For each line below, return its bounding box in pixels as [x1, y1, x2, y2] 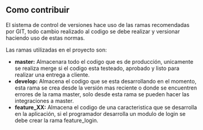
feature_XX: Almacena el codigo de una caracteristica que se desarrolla [14, 104, 197, 111]
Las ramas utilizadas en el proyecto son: [6, 46, 108, 53]
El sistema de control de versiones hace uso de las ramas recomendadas [6, 21, 190, 28]
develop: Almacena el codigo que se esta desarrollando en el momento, [14, 77, 197, 85]
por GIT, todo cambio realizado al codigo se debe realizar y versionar [6, 28, 180, 35]
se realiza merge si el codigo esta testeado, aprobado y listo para [14, 64, 180, 72]
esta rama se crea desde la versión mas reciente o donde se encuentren [14, 84, 197, 91]
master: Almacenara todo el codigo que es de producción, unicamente [14, 58, 194, 65]
